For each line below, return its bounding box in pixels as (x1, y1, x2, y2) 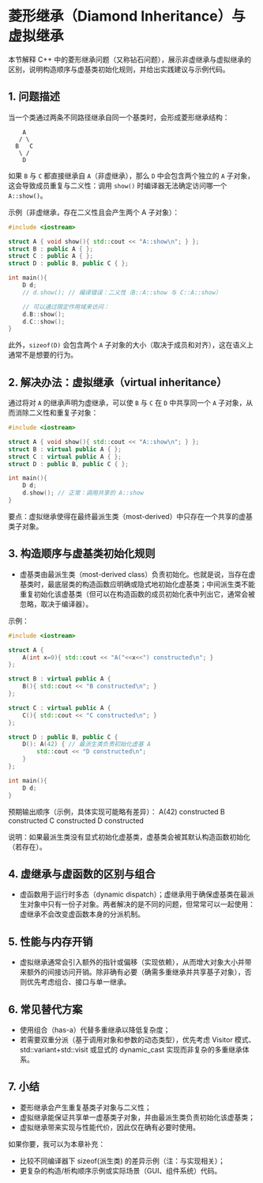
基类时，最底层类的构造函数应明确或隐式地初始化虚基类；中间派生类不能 (19, 579, 255, 589)
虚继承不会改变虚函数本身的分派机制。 (19, 909, 145, 919)
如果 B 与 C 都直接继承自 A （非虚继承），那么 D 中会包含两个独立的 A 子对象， (8, 171, 255, 180)
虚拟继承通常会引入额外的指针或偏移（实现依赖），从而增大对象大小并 (19, 957, 245, 967)
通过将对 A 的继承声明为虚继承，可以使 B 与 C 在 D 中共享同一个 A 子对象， (8, 398, 246, 408)
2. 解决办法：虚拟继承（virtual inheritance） (8, 375, 227, 389)
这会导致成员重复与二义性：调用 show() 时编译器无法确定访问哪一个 (8, 180, 227, 190)
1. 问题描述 (8, 90, 61, 104)
